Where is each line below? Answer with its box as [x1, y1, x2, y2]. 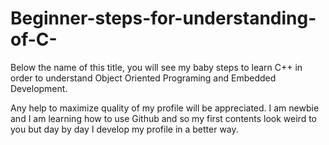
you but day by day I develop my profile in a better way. [10, 123, 239, 135]
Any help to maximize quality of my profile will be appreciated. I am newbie [10, 102, 320, 114]
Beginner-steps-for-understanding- [10, 7, 317, 30]
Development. [10, 82, 68, 94]
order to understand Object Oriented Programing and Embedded [10, 72, 277, 84]
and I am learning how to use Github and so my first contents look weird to [10, 112, 317, 124]
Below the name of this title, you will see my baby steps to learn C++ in [10, 61, 303, 73]
